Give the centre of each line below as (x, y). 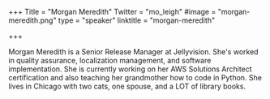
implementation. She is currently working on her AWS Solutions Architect (131, 69)
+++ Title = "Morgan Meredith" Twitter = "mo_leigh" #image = (112, 12)
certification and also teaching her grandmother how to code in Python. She (135, 77)
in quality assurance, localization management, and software (110, 60)
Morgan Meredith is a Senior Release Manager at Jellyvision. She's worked (133, 52)
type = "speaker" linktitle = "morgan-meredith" (137, 20)
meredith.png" (32, 20)
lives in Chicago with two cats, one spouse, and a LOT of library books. (127, 86)
